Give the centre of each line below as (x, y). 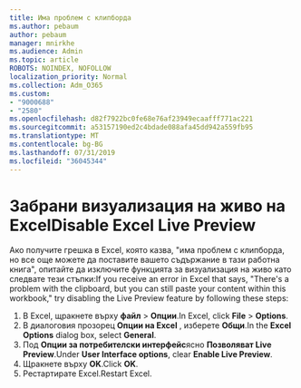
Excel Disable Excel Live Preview (133, 225)
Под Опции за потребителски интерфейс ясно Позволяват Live (147, 344)
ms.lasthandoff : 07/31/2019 (63, 152)
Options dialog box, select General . (89, 335)
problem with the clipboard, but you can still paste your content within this (148, 289)
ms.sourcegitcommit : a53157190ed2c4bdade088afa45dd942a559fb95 (131, 128)
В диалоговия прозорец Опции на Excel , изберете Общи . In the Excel (157, 325)
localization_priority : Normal (68, 77)
